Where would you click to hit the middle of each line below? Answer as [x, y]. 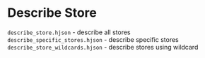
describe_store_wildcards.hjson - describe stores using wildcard [103, 47]
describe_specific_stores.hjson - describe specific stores [93, 39]
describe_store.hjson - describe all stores [69, 32]
